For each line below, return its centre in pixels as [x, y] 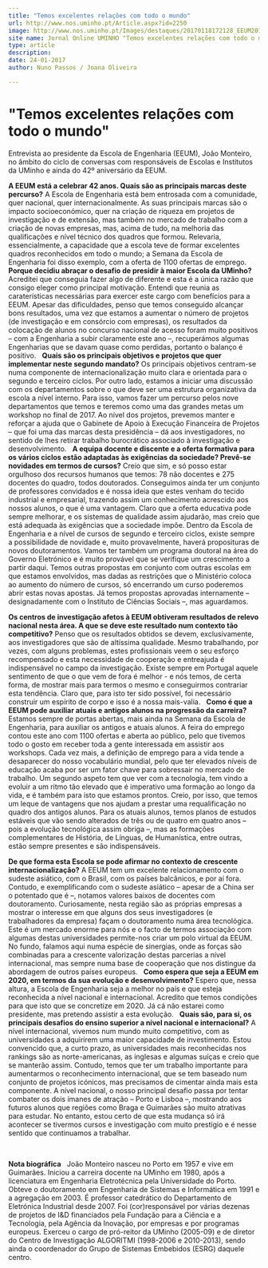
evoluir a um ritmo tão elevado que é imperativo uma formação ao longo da [132, 787]
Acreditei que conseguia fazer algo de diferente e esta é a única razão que [131, 279]
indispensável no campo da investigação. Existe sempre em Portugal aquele [133, 668]
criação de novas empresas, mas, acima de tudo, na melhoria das [116, 228]
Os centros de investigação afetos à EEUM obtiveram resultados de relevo [134, 616]
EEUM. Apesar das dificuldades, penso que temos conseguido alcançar [126, 304]
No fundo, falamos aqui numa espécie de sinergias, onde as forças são [125, 946]
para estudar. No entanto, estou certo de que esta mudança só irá [116, 1115]
